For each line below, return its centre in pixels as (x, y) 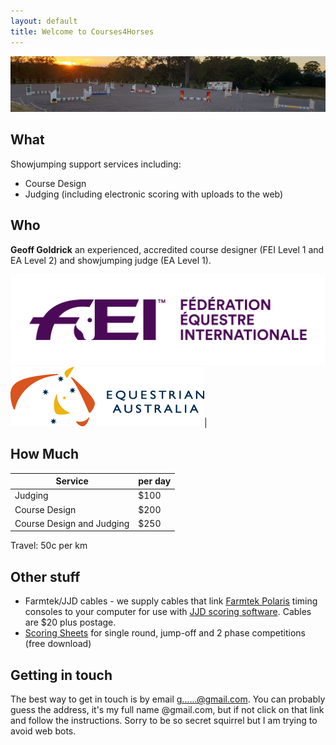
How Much (45, 454)
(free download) (58, 644)
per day (155, 481)
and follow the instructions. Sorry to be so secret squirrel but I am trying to (164, 721)
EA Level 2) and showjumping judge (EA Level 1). (111, 260)
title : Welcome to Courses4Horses (82, 31)
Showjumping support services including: (96, 164)
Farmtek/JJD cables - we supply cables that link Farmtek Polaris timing (171, 601)
